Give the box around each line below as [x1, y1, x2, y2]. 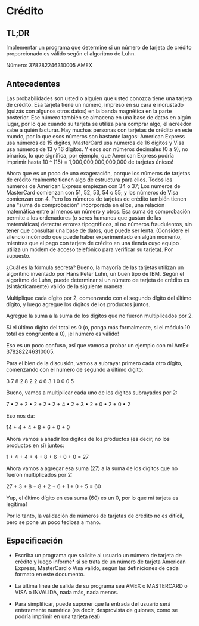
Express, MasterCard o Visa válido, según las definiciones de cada [14, 564, 179, 571]
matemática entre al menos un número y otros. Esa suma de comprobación [6, 208, 191, 215]
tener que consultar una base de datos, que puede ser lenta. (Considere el [6, 227, 189, 234]
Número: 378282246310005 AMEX [6, 61, 92, 69]
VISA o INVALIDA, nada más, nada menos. [14, 588, 119, 596]
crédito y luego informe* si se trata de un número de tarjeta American [14, 558, 186, 565]
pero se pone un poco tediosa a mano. [6, 518, 101, 526]
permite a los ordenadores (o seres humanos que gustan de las [6, 214, 162, 221]
